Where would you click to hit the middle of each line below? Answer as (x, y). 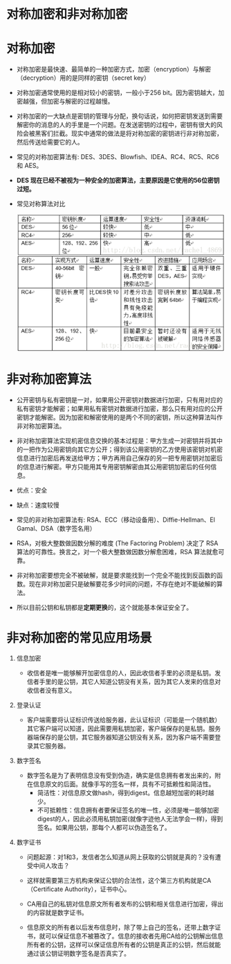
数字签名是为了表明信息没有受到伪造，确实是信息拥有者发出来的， (121, 776)
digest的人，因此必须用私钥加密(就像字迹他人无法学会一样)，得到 (130, 819)
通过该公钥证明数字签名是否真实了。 (78, 954)
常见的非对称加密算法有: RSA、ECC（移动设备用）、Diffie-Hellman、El (116, 520)
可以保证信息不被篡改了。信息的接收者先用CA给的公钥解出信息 (135, 936)
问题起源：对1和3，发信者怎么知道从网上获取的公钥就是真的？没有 (121, 857)
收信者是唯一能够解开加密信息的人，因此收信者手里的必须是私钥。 (121, 673)
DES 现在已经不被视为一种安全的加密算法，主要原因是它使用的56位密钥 (118, 181)
